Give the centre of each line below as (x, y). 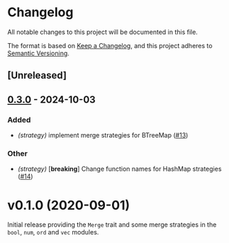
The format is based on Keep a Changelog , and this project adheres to (110, 45)
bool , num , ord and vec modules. (53, 232)
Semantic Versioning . (38, 53)
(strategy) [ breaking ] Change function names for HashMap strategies (119, 169)
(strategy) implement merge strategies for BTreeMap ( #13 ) (103, 135)
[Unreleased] (37, 75)
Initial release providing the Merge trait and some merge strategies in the (112, 225)
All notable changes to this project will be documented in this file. (103, 32)
